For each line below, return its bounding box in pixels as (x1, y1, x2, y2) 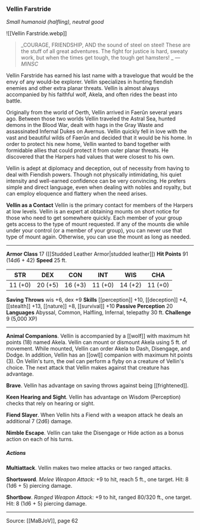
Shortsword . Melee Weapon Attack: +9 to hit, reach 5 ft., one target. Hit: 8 (6, 476, 189, 483)
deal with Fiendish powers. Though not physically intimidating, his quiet (6, 171, 182, 178)
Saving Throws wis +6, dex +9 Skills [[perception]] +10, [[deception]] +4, (6, 296, 187, 303)
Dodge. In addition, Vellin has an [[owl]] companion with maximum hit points (6, 351, 193, 359)
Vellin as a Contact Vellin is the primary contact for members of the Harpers (6, 202, 193, 209)
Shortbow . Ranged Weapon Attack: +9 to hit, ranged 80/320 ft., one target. (6, 494, 192, 501)
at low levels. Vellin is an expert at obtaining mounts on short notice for (6, 208, 180, 215)
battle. (6, 97, 22, 104)
